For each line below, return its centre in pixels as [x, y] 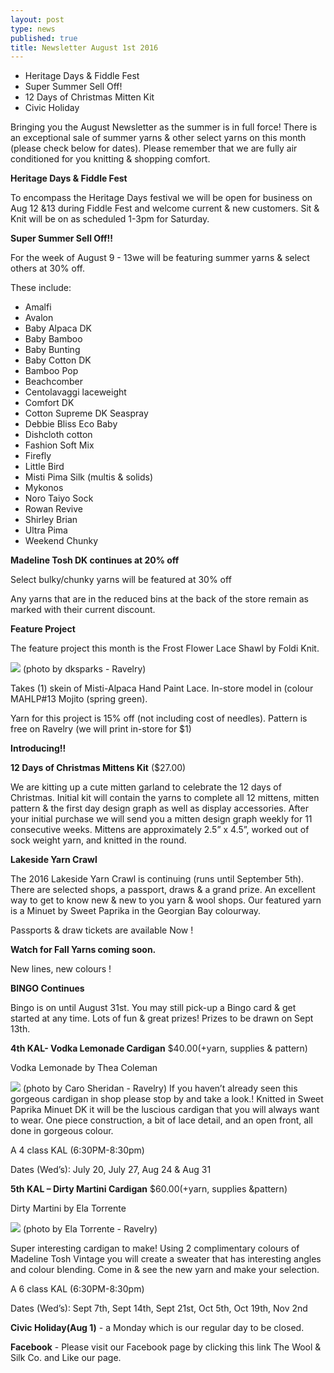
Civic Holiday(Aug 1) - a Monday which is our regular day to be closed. [157, 1328]
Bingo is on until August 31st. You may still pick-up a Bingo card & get [153, 1008]
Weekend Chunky [61, 541]
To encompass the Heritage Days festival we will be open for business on [161, 198]
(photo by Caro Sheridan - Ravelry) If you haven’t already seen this [160, 1088]
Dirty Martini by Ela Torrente [68, 1208]
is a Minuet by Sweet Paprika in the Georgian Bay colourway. [136, 911]
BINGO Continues [47, 988]
